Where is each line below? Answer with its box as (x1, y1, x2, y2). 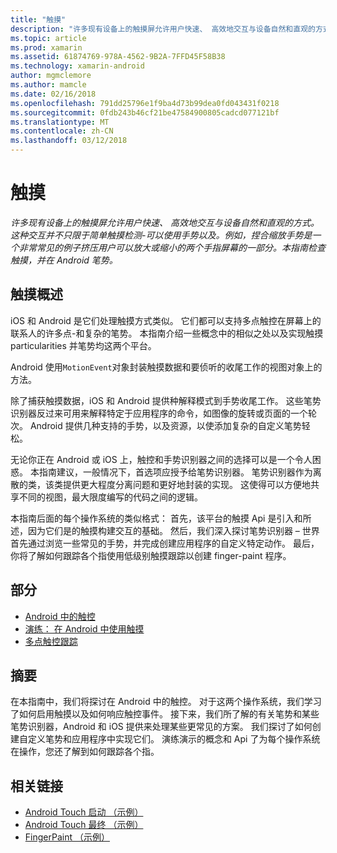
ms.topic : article (10, 33, 87, 43)
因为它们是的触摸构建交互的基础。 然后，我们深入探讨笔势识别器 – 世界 (27, 524, 320, 536)
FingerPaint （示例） (24, 831, 110, 843)
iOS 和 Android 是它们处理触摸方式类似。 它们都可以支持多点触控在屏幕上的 (10, 314, 322, 326)
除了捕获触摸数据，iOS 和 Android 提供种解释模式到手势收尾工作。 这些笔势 (10, 394, 322, 406)
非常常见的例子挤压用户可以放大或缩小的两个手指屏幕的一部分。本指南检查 (18, 241, 326, 253)
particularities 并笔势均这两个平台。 (10, 339, 157, 351)
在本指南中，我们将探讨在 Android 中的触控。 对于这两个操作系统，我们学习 (10, 696, 322, 708)
